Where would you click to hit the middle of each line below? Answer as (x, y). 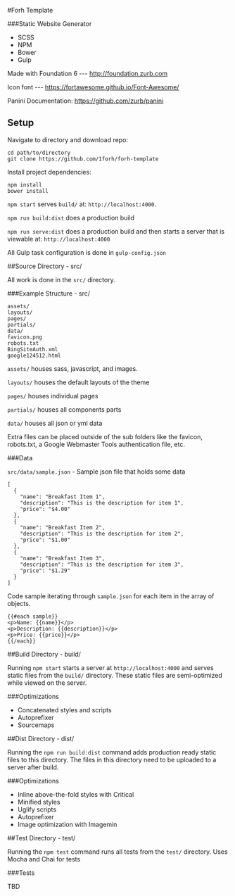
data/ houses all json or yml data (55, 423)
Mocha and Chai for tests (44, 859)
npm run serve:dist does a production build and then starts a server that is (116, 231)
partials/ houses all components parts (64, 409)
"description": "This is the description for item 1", (102, 503)
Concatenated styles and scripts (64, 709)
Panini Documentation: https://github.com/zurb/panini (85, 101)
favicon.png (25, 337)
